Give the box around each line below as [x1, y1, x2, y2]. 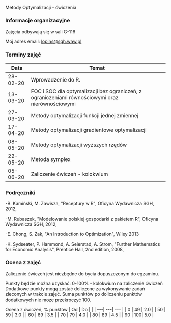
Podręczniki [5, 189, 36, 196]
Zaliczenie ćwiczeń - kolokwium [31, 170, 108, 177]
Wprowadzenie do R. [31, 76, 80, 83]
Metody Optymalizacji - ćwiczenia [5, 5, 77, 10]
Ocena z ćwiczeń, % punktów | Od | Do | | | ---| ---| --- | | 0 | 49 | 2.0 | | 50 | [5, 307, 166, 313]
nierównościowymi [31, 100, 76, 107]
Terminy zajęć [5, 51, 41, 58]
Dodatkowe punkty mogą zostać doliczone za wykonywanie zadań [5, 286, 145, 292]
